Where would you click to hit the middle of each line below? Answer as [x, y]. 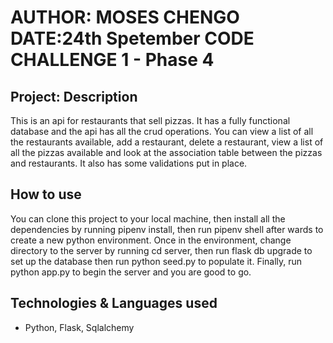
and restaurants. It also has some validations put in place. [129, 163]
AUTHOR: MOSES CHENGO [125, 17]
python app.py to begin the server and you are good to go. [131, 272]
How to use [46, 194]
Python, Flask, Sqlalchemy [79, 327]
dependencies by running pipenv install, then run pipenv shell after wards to [167, 229]
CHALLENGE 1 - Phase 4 [112, 60]
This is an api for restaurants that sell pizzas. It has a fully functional [150, 120]
